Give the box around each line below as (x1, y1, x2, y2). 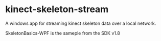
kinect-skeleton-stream (5, 4, 109, 15)
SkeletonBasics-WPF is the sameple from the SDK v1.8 (5, 30, 120, 36)
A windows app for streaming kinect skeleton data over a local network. (5, 20, 156, 26)
